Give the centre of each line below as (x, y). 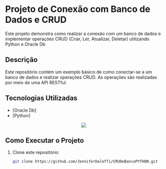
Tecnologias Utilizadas (41, 98)
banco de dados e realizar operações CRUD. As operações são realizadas (81, 77)
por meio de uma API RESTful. (36, 82)
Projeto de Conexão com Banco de (78, 9)
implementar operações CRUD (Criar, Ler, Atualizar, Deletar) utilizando (77, 39)
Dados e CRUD (36, 20)
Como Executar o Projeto (45, 140)
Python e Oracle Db (25, 44)
